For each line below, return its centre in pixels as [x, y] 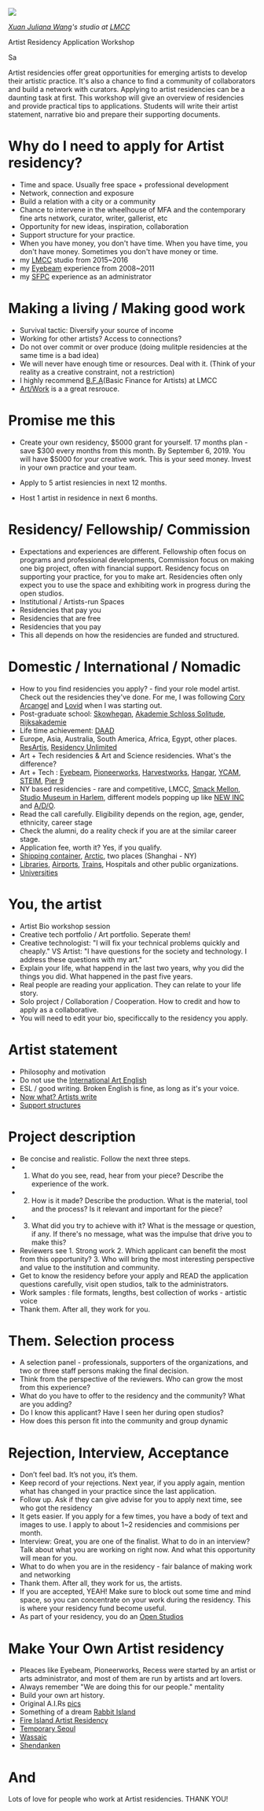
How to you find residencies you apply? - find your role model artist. [130, 688]
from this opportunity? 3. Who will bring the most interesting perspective [137, 1259]
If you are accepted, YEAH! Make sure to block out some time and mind [135, 1592]
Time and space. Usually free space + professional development [124, 184]
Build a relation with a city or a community [87, 201]
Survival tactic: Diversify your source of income [97, 330]
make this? [49, 1242]
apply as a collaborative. [59, 1009]
